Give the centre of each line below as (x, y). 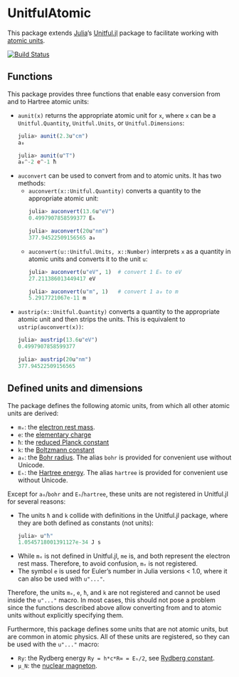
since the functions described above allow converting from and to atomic (115, 608)
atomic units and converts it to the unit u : (88, 259)
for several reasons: (37, 502)
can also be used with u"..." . (61, 579)
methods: (32, 183)
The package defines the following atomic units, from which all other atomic (118, 405)
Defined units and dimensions (75, 388)
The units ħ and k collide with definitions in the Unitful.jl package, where (123, 515)
